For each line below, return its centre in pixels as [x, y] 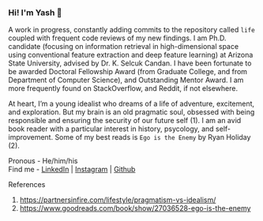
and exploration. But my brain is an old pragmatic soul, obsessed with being [131, 112]
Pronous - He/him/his [43, 161]
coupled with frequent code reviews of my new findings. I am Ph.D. [117, 38]
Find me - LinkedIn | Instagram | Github [72, 170]
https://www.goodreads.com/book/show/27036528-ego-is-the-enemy [135, 208]
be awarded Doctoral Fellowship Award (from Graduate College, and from [128, 72]
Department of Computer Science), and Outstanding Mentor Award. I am [126, 80]
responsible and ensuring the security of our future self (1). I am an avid [125, 121]
